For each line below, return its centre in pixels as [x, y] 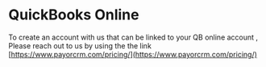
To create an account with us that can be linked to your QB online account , [133, 37]
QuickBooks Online [74, 15]
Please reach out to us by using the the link [80, 45]
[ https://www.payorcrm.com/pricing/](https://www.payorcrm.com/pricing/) [133, 54]
